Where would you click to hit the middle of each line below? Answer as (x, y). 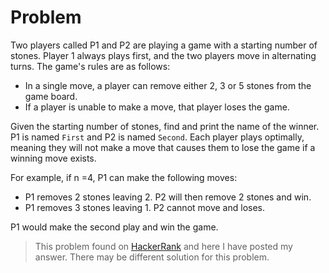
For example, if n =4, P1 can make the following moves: (124, 177)
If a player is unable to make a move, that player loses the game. (157, 107)
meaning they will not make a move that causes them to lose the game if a (163, 147)
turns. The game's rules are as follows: (90, 66)
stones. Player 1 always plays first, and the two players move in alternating (163, 55)
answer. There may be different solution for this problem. (152, 257)
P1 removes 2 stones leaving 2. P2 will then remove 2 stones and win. (168, 197)
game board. (51, 96)
